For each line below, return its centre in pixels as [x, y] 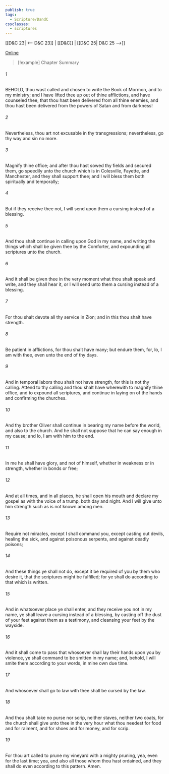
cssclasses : [18, 24]
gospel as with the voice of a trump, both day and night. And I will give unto [84, 501]
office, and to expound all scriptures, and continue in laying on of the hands [84, 393]
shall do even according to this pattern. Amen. [53, 766]
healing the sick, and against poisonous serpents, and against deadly [77, 539]
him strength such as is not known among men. [54, 506]
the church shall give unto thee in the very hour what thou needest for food [83, 723]
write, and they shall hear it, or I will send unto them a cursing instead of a [82, 284]
